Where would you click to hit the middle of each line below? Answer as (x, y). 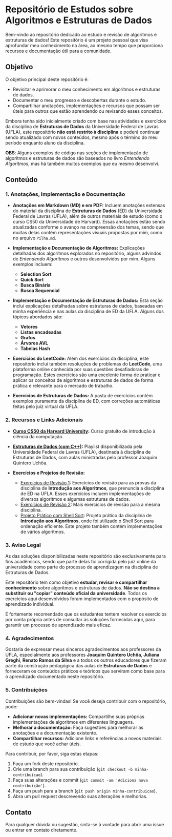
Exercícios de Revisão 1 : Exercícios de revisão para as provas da (88, 482)
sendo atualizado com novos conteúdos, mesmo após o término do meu (81, 137)
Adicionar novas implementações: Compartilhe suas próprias (79, 717)
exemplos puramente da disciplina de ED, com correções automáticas (86, 401)
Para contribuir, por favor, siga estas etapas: (52, 753)
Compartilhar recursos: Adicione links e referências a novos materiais (87, 738)
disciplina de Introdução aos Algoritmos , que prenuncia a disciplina (92, 488)
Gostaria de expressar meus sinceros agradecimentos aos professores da (83, 649)
